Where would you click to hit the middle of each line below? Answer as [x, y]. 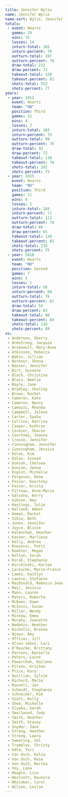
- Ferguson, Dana [25, 477]
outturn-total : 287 [32, 56]
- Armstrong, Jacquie [30, 343]
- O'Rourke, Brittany [30, 648]
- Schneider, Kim [25, 695]
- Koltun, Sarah [24, 556]
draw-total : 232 [29, 65]
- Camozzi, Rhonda [26, 408]
